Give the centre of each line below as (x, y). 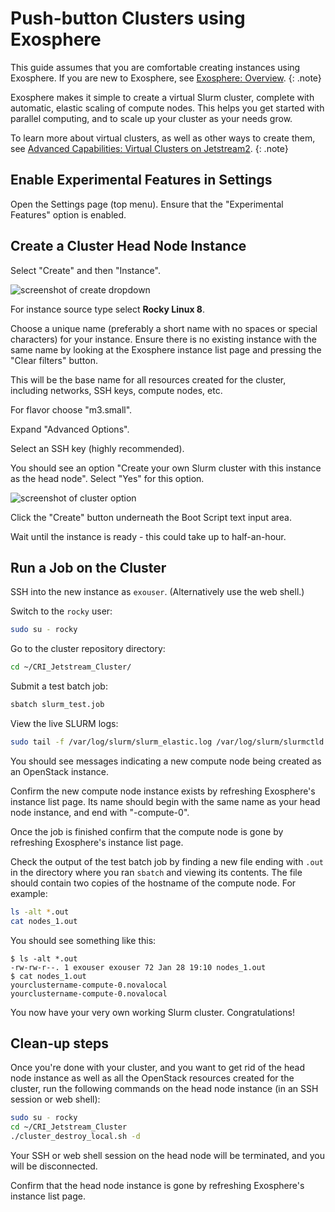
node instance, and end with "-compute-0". (100, 812)
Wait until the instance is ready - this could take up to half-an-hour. (148, 536)
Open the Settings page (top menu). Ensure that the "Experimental (147, 204)
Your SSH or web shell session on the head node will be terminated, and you (167, 1156)
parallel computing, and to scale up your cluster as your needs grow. (151, 118)
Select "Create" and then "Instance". (85, 270)
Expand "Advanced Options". (70, 429)
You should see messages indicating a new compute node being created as (166, 761)
